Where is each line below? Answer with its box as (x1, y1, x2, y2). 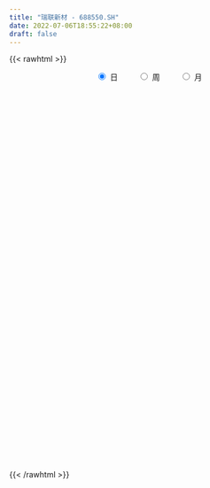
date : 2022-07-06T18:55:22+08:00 (9, 21, 133, 30)
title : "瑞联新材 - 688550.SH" (9, 12, 120, 22)
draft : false (9, 29, 58, 38)
